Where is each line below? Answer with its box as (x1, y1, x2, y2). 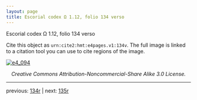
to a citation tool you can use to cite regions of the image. (6, 47, 145, 54)
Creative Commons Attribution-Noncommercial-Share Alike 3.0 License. (11, 70, 186, 77)
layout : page (6, 8, 38, 15)
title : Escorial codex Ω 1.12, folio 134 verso (6, 14, 125, 20)
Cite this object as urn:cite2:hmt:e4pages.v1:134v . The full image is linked (6, 42, 186, 49)
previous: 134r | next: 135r (6, 87, 69, 94)
